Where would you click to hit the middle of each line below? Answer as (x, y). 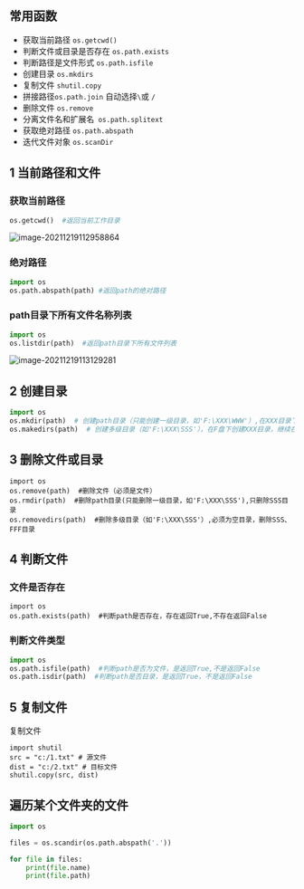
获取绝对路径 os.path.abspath (78, 130)
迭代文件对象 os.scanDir (68, 141)
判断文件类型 (38, 641)
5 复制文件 (38, 707)
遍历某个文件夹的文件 (69, 805)
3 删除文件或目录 (57, 460)
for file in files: (46, 859)
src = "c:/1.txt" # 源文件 (58, 758)
